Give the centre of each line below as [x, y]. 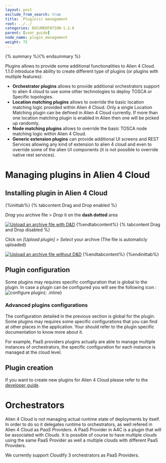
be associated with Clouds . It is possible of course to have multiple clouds [81, 435]
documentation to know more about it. [44, 332]
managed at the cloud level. [34, 352]
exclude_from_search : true [33, 14]
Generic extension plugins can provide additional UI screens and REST [85, 139]
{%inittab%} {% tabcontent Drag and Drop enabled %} [61, 205]
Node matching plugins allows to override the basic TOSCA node [80, 128]
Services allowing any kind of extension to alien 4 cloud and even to [82, 144]
